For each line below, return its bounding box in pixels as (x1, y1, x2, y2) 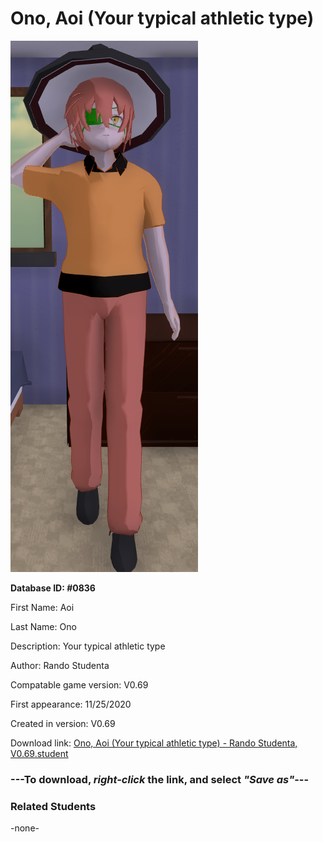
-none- (10, 822, 40, 834)
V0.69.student (10, 747, 69, 759)
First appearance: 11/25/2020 (10, 698, 132, 710)
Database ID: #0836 (10, 582, 96, 594)
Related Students (10, 799, 97, 813)
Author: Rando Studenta (10, 659, 110, 671)
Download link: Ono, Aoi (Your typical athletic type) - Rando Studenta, (10, 737, 298, 749)
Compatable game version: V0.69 (10, 678, 149, 691)
